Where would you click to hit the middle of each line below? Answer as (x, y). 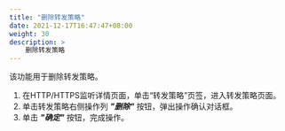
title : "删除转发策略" (47, 17)
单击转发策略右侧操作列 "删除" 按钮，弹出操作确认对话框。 (130, 106)
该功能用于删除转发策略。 (56, 77)
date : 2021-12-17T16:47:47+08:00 (71, 26)
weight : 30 (29, 34)
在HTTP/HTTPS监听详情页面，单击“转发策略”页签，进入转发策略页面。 (151, 96)
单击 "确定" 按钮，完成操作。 (75, 118)
